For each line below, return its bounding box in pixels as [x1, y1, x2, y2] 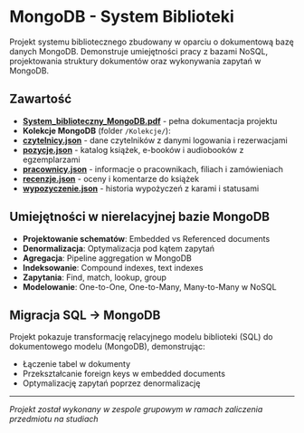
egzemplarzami [22, 154, 81, 165]
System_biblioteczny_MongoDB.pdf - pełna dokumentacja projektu [22, 115, 278, 126]
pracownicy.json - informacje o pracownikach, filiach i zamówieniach [22, 163, 283, 174]
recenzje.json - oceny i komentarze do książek [22, 173, 200, 184]
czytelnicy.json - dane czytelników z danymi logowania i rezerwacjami [22, 134, 288, 146]
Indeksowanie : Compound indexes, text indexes [22, 262, 204, 273]
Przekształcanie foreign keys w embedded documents [22, 369, 226, 380]
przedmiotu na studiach [9, 414, 99, 425]
